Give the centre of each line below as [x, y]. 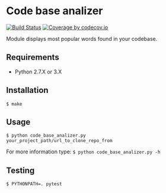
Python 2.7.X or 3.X [38, 72]
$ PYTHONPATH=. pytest [34, 184]
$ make [14, 104]
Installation [27, 90]
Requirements [33, 57]
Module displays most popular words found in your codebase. [82, 38]
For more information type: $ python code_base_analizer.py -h [83, 152]
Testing [20, 170]
